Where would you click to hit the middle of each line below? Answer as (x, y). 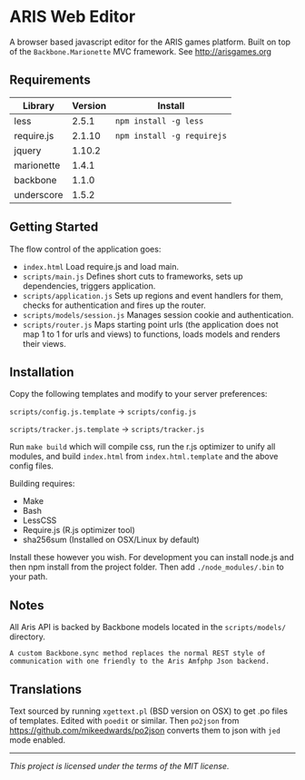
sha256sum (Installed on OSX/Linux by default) (111, 540)
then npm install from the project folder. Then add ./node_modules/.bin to (147, 567)
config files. (32, 466)
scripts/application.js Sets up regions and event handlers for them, (153, 295)
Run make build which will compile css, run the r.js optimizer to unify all (143, 447)
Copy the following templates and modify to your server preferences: (138, 394)
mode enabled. (38, 740)
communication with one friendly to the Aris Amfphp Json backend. (140, 662)
